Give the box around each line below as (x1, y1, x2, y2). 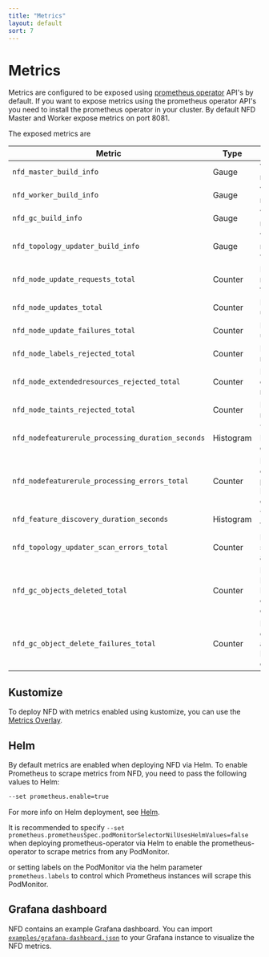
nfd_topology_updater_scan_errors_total (12, 543, 168, 552)
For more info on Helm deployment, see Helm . (8, 807, 160, 817)
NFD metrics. (8, 941, 52, 951)
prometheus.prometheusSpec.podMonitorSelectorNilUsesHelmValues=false (8, 831, 249, 839)
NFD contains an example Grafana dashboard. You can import (8, 924, 213, 934)
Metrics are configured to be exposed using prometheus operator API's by (8, 88, 254, 97)
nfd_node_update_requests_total (12, 275, 136, 284)
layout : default (8, 19, 62, 27)
